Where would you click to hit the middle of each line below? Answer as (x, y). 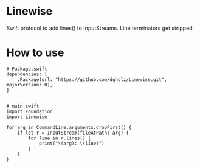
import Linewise (27, 117)
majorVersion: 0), (29, 85)
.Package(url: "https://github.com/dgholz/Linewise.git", (92, 79)
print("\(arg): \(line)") (71, 143)
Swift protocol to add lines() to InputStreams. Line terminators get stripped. (100, 28)
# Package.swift (27, 69)
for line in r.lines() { (60, 138)
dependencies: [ (27, 74)
